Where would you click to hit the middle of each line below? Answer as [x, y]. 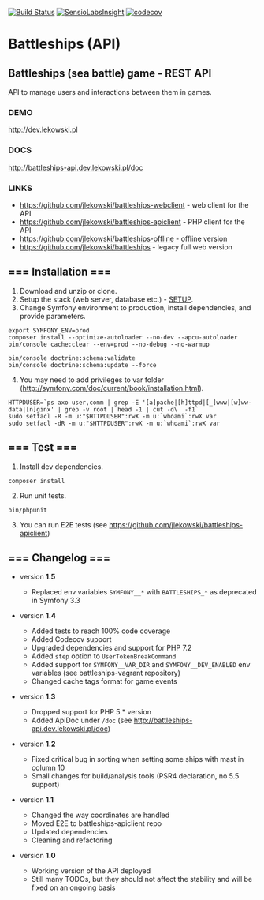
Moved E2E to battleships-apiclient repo [97, 823]
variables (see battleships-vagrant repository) [106, 673]
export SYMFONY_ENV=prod [49, 330]
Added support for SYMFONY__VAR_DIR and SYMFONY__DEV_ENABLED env [141, 665]
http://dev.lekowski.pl [43, 129]
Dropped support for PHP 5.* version [91, 712]
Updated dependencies [69, 832]
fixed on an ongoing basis [73, 887]
